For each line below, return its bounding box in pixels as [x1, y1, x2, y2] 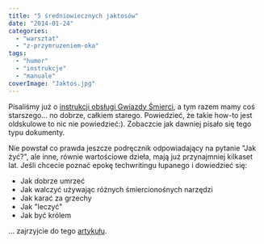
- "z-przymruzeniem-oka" [15, 42, 99, 50]
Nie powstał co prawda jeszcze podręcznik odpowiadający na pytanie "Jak [8, 143, 257, 153]
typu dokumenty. [8, 127, 65, 137]
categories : [8, 27, 48, 35]
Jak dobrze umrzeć [19, 175, 86, 186]
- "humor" [15, 57, 48, 65]
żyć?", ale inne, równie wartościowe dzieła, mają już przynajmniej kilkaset [8, 151, 253, 162]
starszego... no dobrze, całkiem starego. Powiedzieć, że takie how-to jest [8, 110, 253, 120]
